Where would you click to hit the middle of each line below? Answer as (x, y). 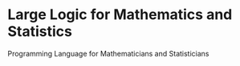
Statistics (40, 31)
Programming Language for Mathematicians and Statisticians (108, 53)
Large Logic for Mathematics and (120, 15)
